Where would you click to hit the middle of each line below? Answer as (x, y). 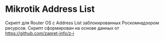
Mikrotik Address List (50, 9)
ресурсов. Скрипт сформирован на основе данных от (62, 28)
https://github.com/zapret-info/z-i (40, 33)
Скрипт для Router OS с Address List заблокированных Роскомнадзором (82, 23)
